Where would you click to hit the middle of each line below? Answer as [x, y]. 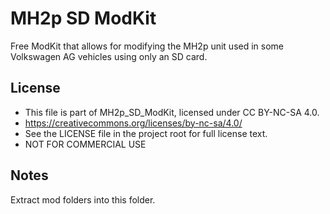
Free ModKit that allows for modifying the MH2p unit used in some [147, 46]
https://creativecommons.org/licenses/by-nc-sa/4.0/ [133, 123]
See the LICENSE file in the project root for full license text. [146, 133]
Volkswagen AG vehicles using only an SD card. [109, 56]
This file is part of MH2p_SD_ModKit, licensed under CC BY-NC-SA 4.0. [172, 112]
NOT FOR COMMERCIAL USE [85, 144]
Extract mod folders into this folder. [83, 199]
